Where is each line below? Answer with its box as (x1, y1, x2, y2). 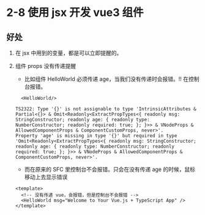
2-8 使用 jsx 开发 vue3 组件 (6, 6, 144, 20)
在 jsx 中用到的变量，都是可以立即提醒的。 (15, 50, 122, 56)
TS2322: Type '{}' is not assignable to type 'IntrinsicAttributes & (15, 106, 197, 112)
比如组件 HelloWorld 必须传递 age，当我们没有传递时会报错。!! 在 (24, 75, 188, 83)
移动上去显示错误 (24, 173, 68, 181)
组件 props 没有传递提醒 (15, 62, 76, 69)
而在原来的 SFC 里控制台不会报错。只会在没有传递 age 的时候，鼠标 (24, 166, 196, 173)
